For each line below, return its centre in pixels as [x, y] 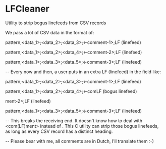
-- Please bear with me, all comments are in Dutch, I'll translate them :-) [79, 141]
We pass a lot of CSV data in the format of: [50, 32]
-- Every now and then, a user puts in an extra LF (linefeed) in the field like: [83, 72]
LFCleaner [27, 9]
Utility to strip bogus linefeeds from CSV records [56, 23]
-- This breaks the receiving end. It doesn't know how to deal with [74, 120]
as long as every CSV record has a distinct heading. [59, 131]
